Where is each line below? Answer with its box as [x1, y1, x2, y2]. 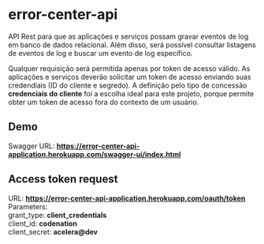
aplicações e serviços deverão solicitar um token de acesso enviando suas [8, 72, 251, 81]
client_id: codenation [8, 219, 77, 228]
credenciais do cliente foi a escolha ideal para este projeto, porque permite [8, 88, 255, 98]
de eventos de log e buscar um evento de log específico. [8, 48, 193, 58]
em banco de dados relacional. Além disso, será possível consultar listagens [8, 39, 256, 49]
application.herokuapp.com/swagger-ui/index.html [8, 149, 181, 159]
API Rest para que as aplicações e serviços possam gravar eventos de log [8, 32, 249, 41]
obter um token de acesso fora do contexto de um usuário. [8, 97, 199, 107]
